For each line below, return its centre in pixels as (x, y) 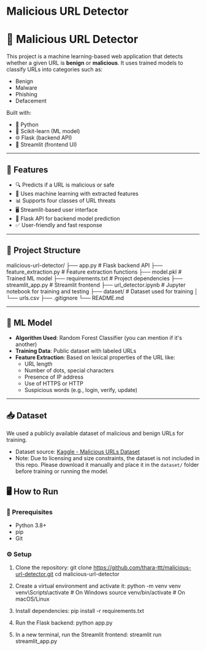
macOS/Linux (32, 599)
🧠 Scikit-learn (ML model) (48, 131)
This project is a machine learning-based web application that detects (95, 56)
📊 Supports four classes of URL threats (65, 200)
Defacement (31, 101)
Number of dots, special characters (69, 370)
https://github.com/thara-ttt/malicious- (142, 568)
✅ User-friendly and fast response (59, 225)
